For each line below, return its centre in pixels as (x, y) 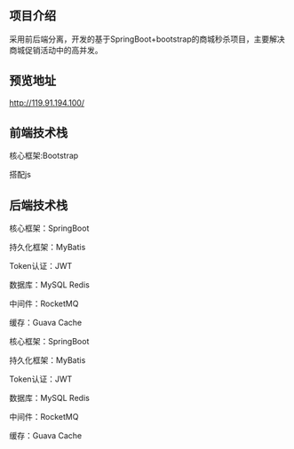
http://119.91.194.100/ (47, 102)
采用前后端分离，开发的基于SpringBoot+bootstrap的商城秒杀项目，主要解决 (147, 39)
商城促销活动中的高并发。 (56, 50)
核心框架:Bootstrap (44, 156)
